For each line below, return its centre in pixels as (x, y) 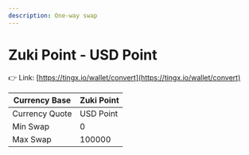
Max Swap (32, 139)
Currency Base (42, 100)
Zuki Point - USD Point (83, 54)
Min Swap (31, 126)
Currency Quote (42, 114)
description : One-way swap (53, 15)
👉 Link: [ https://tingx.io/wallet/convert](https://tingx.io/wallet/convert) (124, 77)
